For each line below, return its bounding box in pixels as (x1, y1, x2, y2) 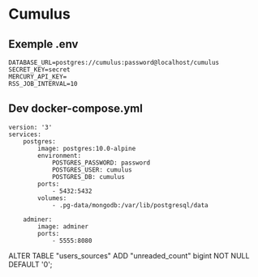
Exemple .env (8, 37, 79, 51)
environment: (37, 151, 82, 160)
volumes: (37, 194, 67, 202)
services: (8, 130, 42, 138)
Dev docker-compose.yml (8, 102, 144, 116)
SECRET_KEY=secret (8, 66, 71, 74)
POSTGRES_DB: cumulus (51, 173, 126, 181)
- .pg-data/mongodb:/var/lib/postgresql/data (51, 201, 209, 209)
